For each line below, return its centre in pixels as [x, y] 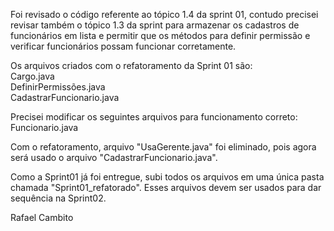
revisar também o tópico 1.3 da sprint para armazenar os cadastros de [155, 25]
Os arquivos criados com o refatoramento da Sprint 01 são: [131, 65]
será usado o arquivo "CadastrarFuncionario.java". [114, 157]
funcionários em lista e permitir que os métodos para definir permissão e [160, 35]
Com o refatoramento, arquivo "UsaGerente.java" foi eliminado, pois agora [163, 147]
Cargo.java [32, 76]
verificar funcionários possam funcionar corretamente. [123, 46]
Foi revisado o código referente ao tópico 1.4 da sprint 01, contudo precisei [164, 14]
